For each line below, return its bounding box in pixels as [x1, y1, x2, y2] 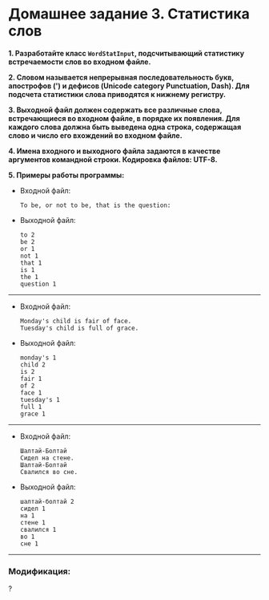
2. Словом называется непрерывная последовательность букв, [8, 72, 235, 82]
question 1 [19, 280, 57, 288]
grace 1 [19, 410, 46, 418]
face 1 [19, 388, 42, 397]
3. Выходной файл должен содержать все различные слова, [8, 105, 223, 115]
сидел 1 [19, 505, 46, 513]
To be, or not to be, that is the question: [19, 201, 171, 209]
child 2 [19, 360, 46, 369]
